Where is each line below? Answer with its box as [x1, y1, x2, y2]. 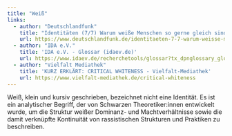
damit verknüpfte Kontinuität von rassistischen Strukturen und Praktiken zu [7, 115, 220, 124]
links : [7, 17, 26, 23]
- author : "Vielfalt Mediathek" [13, 61, 107, 68]
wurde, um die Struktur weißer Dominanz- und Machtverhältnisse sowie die [7, 108, 222, 116]
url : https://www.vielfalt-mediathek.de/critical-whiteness [19, 74, 196, 81]
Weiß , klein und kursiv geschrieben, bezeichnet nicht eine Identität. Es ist [7, 93, 215, 101]
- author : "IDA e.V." [13, 42, 76, 49]
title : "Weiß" [7, 10, 48, 17]
